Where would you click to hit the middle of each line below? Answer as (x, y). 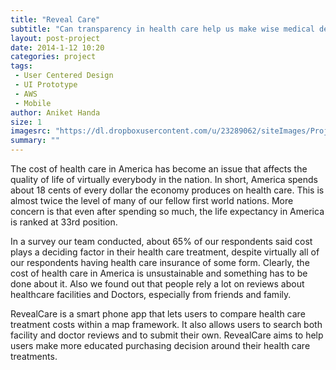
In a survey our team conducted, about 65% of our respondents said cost (161, 241)
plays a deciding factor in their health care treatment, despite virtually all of (165, 252)
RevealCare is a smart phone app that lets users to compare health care (158, 314)
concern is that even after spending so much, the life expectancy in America (167, 211)
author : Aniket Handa (55, 112)
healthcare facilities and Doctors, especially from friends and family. (151, 294)
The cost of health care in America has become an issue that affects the (159, 169)
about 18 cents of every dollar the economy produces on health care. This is (167, 190)
